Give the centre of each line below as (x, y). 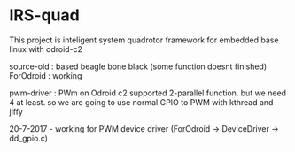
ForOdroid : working (46, 75)
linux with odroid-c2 (46, 49)
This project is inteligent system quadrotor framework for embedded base (144, 40)
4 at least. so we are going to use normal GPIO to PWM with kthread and (141, 102)
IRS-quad (44, 15)
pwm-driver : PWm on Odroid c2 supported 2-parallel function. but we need (147, 93)
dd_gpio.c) (29, 138)
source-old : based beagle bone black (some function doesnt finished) (138, 66)
